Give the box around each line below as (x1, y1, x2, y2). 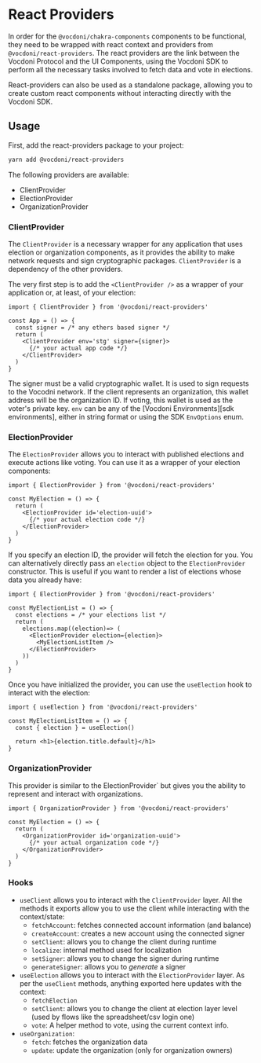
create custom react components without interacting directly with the (8, 88, 231, 97)
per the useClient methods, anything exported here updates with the (19, 978, 242, 988)
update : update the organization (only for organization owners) (31, 1045, 233, 1054)
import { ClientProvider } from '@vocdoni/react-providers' (8, 302, 209, 311)
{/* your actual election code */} (28, 516, 146, 524)
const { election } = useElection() (15, 724, 135, 732)
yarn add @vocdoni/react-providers (8, 156, 125, 163)
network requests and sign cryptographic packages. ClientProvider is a (8, 255, 241, 265)
